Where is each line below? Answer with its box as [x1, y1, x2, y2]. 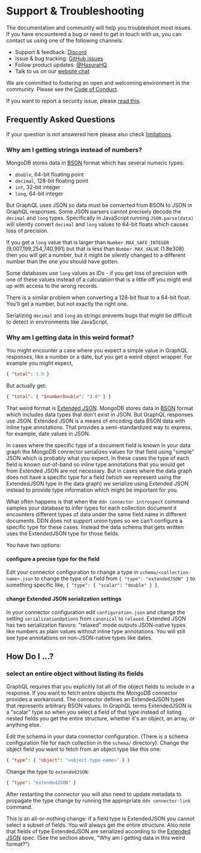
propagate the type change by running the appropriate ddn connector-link [6, 797, 191, 804]
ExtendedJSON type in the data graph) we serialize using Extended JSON [6, 480, 189, 487]
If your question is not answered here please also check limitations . [6, 130, 173, 137]
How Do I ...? [6, 651, 54, 662]
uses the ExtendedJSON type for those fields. [6, 530, 120, 537]
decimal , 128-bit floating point [14, 177, 89, 184]
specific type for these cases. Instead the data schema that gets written [6, 523, 184, 531]
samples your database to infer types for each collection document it [6, 504, 177, 511]
